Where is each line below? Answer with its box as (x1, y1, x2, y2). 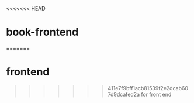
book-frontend (6, 26, 79, 39)
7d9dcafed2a (108, 91, 140, 98)
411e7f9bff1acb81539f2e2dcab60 (108, 84, 189, 91)
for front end (141, 91, 172, 98)
